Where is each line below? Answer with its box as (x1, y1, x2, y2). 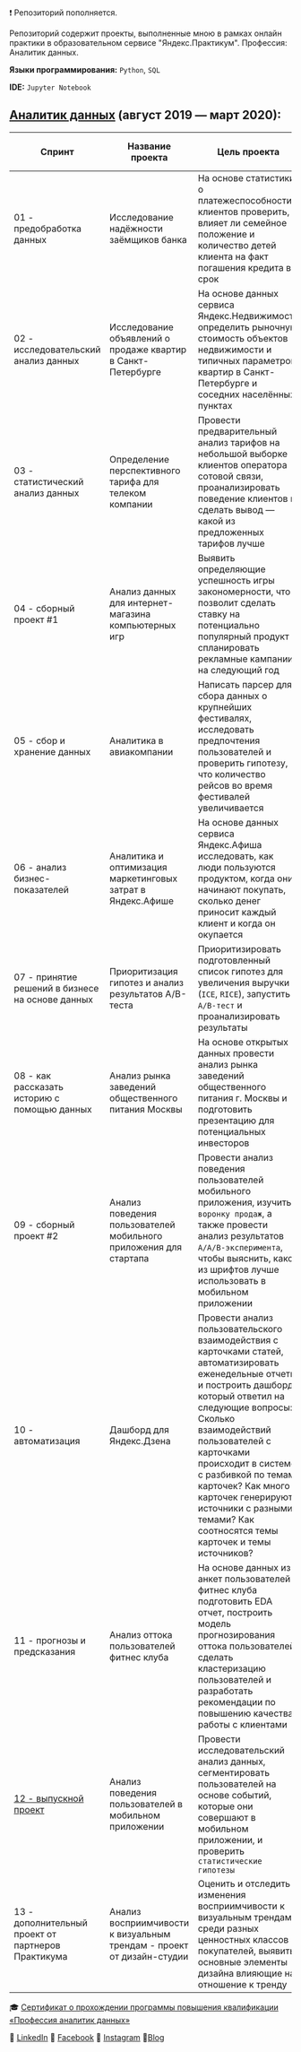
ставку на (197, 608, 240, 620)
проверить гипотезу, (197, 757, 288, 769)
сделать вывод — (197, 503, 275, 515)
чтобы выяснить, (197, 1251, 271, 1264)
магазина (108, 608, 150, 620)
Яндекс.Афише (108, 895, 175, 907)
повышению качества (197, 1707, 294, 1719)
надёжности (108, 222, 164, 235)
